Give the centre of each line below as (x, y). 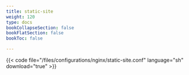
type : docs (19, 22)
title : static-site (30, 11)
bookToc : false (24, 38)
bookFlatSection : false (35, 33)
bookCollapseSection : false (40, 28)
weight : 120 (20, 17)
